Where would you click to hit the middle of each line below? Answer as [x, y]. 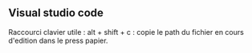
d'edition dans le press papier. [58, 40]
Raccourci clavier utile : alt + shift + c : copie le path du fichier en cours [126, 32]
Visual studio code [56, 13]
